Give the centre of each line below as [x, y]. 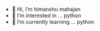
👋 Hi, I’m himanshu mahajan [46, 9]
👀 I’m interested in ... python [46, 15]
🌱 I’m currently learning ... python [53, 22]
